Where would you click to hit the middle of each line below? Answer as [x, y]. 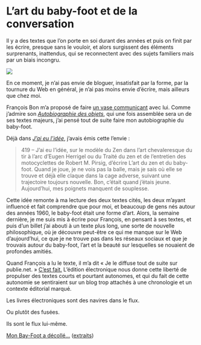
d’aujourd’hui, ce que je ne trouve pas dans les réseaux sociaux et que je [97, 238]
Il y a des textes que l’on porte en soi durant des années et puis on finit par [99, 40]
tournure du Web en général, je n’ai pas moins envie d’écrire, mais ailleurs [98, 89]
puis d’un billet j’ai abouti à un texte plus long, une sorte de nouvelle [91, 226]
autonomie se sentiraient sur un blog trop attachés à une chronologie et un [99, 282]
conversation [40, 24]
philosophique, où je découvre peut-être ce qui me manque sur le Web [94, 232]
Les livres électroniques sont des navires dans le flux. [73, 300]
